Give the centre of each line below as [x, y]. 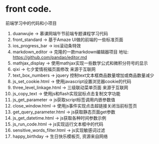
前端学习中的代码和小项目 [31, 23]
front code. [28, 9]
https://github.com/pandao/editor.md [50, 57]
